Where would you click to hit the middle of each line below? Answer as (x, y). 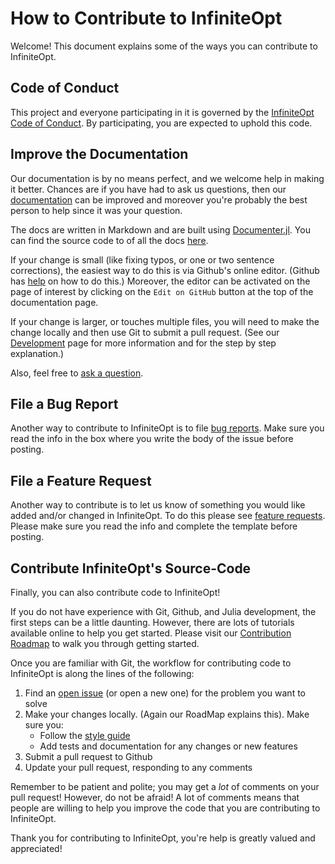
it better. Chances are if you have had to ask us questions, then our (148, 189)
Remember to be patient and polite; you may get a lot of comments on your (165, 786)
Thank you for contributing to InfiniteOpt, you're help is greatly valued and (163, 838)
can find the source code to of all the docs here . (109, 240)
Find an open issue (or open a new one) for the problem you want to (165, 693)
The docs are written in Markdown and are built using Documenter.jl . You (160, 229)
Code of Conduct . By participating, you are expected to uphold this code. (161, 123)
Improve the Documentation (99, 154)
